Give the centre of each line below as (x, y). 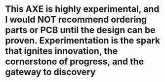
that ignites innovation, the (62, 51)
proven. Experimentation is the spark (83, 41)
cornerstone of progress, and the (75, 61)
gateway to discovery (50, 72)
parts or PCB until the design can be (80, 30)
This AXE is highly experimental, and (82, 9)
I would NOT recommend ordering (76, 20)
